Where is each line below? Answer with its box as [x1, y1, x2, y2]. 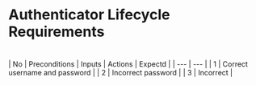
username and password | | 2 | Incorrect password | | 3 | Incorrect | [8, 68, 233, 78]
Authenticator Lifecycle [8, 6, 170, 24]
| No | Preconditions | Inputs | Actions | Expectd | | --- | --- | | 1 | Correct [8, 59, 249, 69]
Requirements [8, 22, 105, 41]
